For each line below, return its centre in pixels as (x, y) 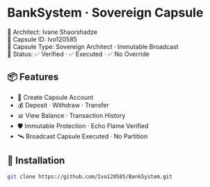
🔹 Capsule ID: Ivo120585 (42, 39)
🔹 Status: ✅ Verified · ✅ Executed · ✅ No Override (78, 54)
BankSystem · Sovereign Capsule (105, 13)
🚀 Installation (36, 161)
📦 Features (33, 77)
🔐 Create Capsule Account (55, 97)
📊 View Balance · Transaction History (71, 115)
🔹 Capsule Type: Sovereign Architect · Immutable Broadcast (93, 46)
